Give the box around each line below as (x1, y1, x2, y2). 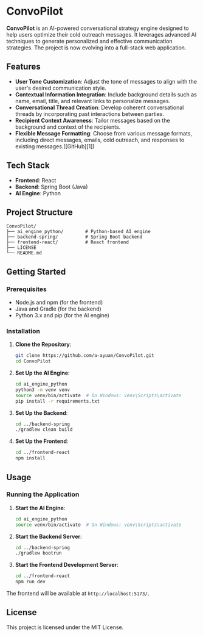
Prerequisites (6, 285, 47, 293)
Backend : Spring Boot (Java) (15, 183, 88, 190)
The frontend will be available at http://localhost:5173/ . (6, 590, 150, 597)
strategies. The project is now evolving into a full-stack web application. (6, 44, 187, 51)
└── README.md (6, 250, 43, 256)
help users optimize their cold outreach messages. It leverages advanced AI (6, 31, 196, 38)
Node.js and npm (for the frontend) (15, 299, 103, 306)
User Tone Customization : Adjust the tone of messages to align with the (15, 77, 198, 85)
